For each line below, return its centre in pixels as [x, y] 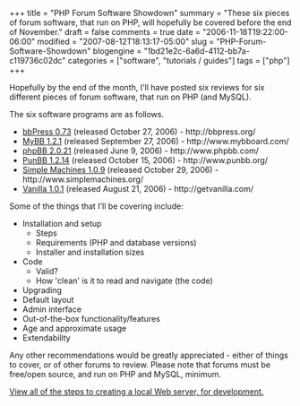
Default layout [48, 300]
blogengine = [117, 51]
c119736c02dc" [38, 60]
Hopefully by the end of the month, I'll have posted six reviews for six [137, 87]
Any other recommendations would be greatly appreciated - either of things [149, 355]
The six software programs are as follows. [86, 114]
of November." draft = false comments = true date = [105, 32]
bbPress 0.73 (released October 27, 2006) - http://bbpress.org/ [139, 132]
